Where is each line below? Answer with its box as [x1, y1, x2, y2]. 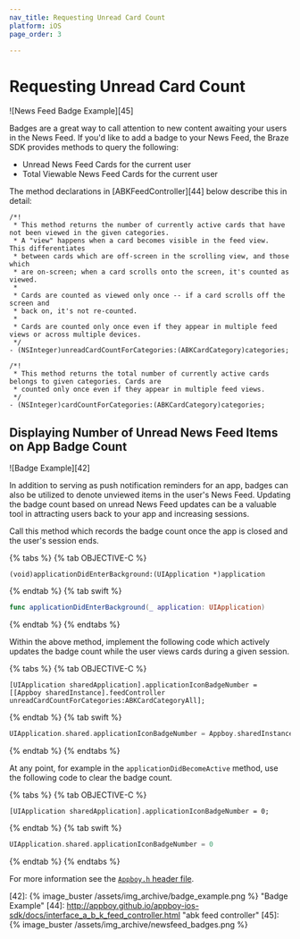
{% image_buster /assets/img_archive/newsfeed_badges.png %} [9, 918, 248, 930]
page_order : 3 [9, 30, 62, 38]
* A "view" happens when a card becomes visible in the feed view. [12, 236, 270, 246]
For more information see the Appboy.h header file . [9, 873, 195, 884]
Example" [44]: [9, 900, 65, 910]
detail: [9, 196, 33, 207]
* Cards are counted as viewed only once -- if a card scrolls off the [12, 292, 286, 300]
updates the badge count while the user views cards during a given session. [9, 646, 290, 656]
